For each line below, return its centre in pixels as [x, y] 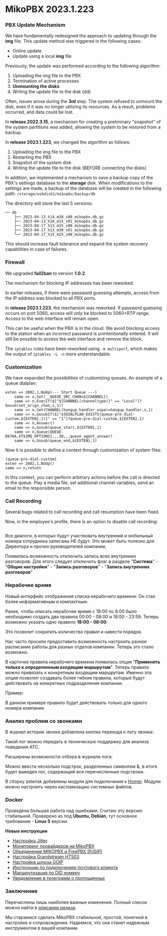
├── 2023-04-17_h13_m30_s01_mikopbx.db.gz [59, 230]
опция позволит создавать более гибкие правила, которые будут [75, 678]
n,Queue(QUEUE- [48, 432]
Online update [27, 51]
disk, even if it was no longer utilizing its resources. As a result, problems [80, 107]
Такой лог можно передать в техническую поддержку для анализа [77, 741]
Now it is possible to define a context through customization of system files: [83, 450]
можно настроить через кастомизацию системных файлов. [69, 786]
